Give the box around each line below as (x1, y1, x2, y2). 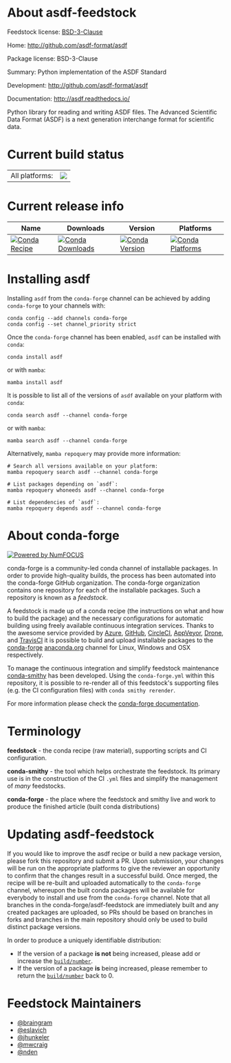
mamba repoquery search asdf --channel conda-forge (7, 468, 158, 475)
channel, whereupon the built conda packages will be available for (7, 886, 195, 894)
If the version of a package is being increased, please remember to (16, 964, 208, 972)
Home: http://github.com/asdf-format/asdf (7, 41, 128, 49)
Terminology (7, 723, 81, 739)
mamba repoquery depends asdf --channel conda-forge (7, 505, 162, 512)
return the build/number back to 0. (16, 971, 114, 980)
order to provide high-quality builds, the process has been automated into (7, 571, 217, 579)
